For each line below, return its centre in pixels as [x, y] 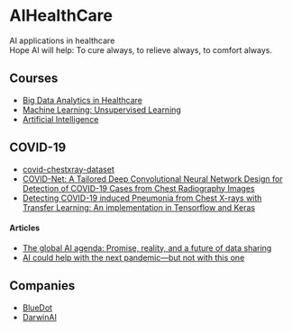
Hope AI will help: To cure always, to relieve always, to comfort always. [141, 49]
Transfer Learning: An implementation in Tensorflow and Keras [138, 207]
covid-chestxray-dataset [68, 169]
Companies [42, 286]
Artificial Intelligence [60, 119]
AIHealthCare [61, 16]
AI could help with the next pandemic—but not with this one [133, 257]
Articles [25, 228]
